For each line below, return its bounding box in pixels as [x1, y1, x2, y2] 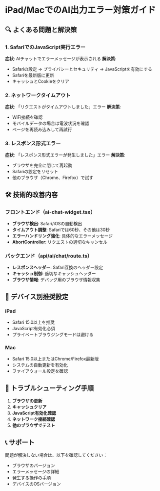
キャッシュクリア [12, 404, 47, 410]
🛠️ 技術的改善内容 [5, 190, 58, 199]
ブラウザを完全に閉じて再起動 [12, 162, 72, 168]
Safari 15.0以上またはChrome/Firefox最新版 [12, 356, 99, 362]
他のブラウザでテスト [12, 422, 55, 428]
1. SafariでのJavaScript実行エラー [5, 44, 86, 51]
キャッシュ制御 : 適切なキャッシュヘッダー [12, 271, 96, 277]
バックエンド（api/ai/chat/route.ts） [5, 253, 93, 259]
